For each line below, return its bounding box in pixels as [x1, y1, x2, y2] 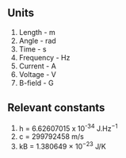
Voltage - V [18, 69, 56, 79]
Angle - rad [18, 36, 56, 45]
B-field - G [18, 78, 54, 87]
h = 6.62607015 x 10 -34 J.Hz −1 [18, 122, 118, 133]
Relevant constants [7, 101, 105, 114]
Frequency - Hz [18, 52, 71, 62]
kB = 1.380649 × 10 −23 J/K [18, 141, 106, 151]
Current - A [18, 61, 56, 71]
